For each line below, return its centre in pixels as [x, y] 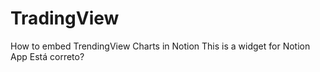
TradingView [65, 18]
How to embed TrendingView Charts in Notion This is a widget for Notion [160, 46]
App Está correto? [47, 56]
